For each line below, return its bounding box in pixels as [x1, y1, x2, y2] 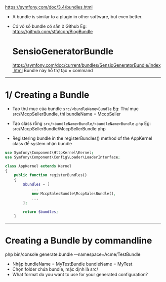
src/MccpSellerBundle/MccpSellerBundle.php [12, 125, 106, 131]
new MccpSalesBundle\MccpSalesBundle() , [31, 191, 116, 196]
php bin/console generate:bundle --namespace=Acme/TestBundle [5, 251, 141, 257]
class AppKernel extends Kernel [5, 163, 72, 168]
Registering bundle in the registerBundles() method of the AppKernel [12, 135, 152, 141]
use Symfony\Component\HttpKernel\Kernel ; [5, 150, 94, 155]
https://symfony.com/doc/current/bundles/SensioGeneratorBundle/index [12, 62, 161, 68]
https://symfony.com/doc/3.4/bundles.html [5, 4, 93, 10]
